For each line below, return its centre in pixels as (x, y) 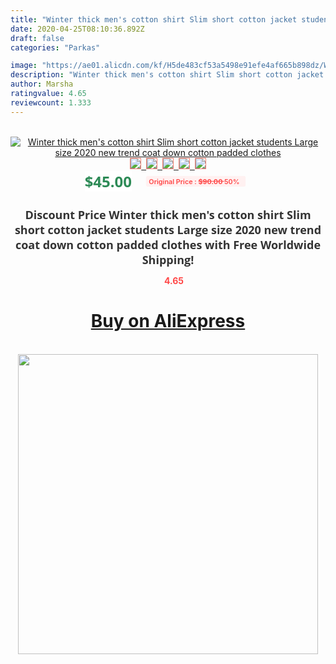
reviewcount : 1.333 (51, 102)
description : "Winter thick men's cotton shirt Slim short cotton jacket (167, 75)
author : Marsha (42, 84)
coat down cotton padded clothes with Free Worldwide (168, 244)
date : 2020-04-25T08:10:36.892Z (77, 29)
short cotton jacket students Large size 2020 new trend (168, 229)
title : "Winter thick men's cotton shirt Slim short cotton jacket (154, 19)
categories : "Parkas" (55, 47)
